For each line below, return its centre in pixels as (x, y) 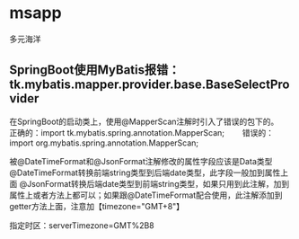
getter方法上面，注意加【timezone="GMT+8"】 (97, 206)
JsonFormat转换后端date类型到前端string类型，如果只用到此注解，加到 (158, 183)
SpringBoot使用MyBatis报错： (95, 70)
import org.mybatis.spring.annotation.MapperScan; (104, 143)
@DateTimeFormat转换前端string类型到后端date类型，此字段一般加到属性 (145, 173)
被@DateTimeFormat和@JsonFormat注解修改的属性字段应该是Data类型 (141, 161)
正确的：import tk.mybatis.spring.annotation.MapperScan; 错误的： (142, 132)
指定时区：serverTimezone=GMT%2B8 (82, 225)
